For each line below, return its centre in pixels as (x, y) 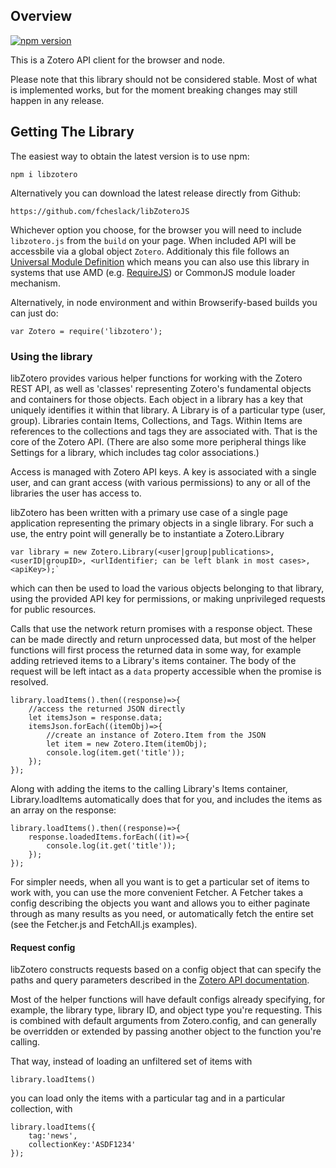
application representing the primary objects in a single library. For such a (162, 523)
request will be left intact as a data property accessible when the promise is (166, 671)
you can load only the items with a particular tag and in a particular (148, 1098)
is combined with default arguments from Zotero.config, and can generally (163, 1021)
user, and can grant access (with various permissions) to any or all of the (160, 482)
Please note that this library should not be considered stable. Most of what (164, 79)
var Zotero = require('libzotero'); (86, 331)
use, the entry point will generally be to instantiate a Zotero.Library (147, 533)
